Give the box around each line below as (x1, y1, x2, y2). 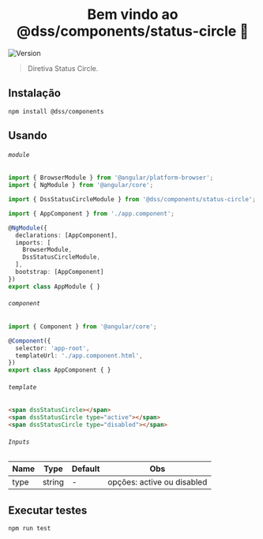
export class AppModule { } (8, 283, 101, 290)
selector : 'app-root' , (15, 344, 90, 352)
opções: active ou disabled (107, 477, 208, 488)
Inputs (8, 438, 30, 446)
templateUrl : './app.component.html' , (15, 351, 144, 360)
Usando (8, 129, 47, 143)
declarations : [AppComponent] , (15, 231, 118, 239)
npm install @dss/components (8, 107, 104, 115)
